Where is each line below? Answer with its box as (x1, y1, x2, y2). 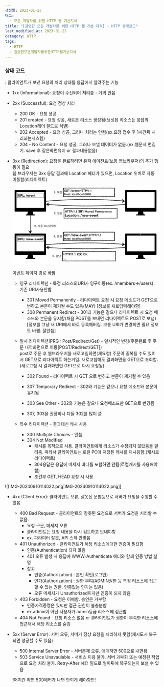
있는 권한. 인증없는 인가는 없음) (44, 584, 104, 590)
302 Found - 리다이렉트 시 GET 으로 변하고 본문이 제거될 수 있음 (26, 373, 150, 379)
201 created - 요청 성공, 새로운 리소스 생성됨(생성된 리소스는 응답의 (19, 117, 149, 122)
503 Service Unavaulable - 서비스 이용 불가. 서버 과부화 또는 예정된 (19, 654, 150, 660)
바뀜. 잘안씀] (32, 328, 56, 334)
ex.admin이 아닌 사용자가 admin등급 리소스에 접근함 (26, 609, 127, 615)
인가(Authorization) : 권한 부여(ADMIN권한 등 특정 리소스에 (34, 578, 148, 584)
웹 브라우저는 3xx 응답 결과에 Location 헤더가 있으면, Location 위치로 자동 (12, 170, 155, 176)
